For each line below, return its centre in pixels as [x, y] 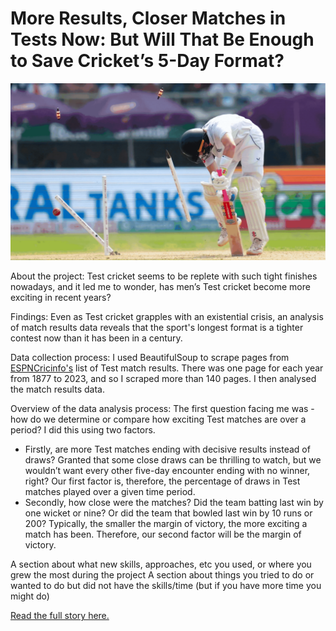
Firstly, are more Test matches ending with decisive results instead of [167, 449]
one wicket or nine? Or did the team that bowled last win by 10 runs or [168, 513]
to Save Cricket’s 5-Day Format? [147, 61]
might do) [30, 596]
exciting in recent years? [61, 298]
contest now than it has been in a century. [96, 338]
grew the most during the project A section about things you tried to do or [162, 575]
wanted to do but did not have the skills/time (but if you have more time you [166, 586]
